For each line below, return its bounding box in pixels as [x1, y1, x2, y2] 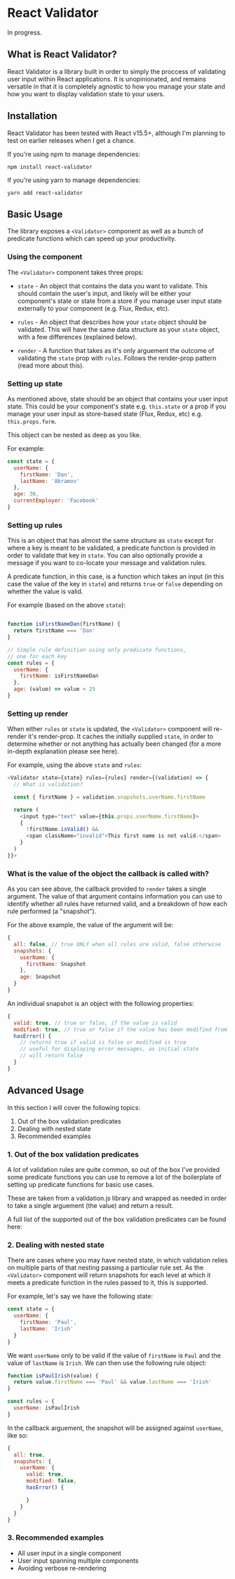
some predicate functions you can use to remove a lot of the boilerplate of [7, 1173, 222, 1181]
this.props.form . [7, 417, 57, 425]
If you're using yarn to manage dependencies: [7, 176, 141, 184]
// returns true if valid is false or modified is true [20, 1039, 187, 1046]
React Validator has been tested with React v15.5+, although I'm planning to [7, 129, 226, 137]
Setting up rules [7, 520, 63, 530]
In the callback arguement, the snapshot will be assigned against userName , [7, 1424, 223, 1432]
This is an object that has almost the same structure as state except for [7, 536, 214, 545]
